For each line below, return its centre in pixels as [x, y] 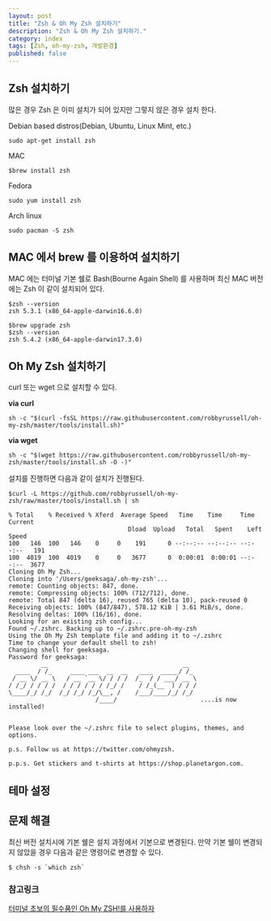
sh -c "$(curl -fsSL [43, 419]
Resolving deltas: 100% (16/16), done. [76, 615]
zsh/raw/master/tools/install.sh [65, 501]
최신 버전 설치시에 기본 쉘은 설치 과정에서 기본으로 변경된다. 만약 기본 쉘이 [125, 841]
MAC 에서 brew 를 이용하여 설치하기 [94, 258]
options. [23, 735]
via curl [21, 403]
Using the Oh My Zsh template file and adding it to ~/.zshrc [115, 636]
